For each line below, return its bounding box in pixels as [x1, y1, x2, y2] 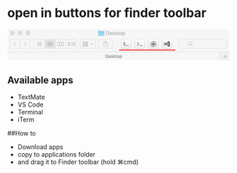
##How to [7, 129, 37, 137]
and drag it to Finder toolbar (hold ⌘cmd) [17, 157, 139, 166]
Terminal [17, 107, 44, 116]
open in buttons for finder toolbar [7, 5, 207, 21]
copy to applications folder [17, 150, 96, 158]
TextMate [17, 93, 46, 101]
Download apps [17, 143, 63, 151]
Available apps [7, 74, 74, 86]
